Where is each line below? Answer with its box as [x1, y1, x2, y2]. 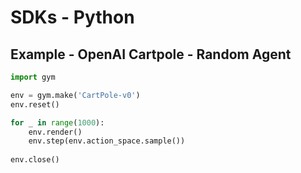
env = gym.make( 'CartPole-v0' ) [10, 90, 141, 100]
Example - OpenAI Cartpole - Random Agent [10, 46, 292, 63]
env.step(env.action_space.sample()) [28, 136, 186, 146]
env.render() [28, 127, 83, 137]
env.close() [10, 155, 60, 165]
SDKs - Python [10, 6, 135, 29]
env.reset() [10, 99, 60, 110]
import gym [10, 72, 56, 82]
